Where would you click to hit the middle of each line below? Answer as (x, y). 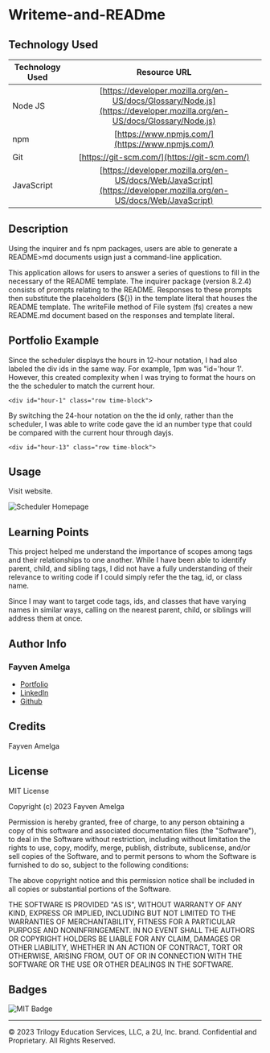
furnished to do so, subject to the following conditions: (98, 865)
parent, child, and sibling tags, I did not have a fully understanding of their (131, 568)
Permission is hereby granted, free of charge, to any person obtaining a (127, 822)
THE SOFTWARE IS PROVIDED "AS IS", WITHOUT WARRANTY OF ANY (125, 904)
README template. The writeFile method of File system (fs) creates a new (131, 307)
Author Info (37, 644)
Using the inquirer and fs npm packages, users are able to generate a (123, 248)
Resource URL (164, 72)
